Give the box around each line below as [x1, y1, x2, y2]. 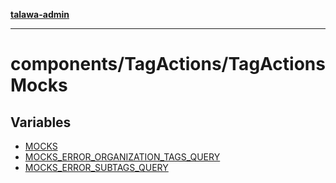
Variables [10, 114, 72, 131]
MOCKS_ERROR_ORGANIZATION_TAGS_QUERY [24, 151, 221, 163]
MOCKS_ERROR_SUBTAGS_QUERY [24, 162, 169, 173]
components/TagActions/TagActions [10, 53, 326, 76]
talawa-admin [10, 9, 70, 20]
